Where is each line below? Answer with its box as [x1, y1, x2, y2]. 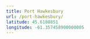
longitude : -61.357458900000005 [6, 24, 84, 30]
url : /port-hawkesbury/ [6, 14, 64, 19]
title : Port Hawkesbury [6, 8, 64, 14]
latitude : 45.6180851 [6, 19, 59, 25]
